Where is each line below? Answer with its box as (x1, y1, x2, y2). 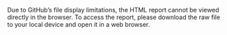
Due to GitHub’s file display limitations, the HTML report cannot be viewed (7, 6, 219, 14)
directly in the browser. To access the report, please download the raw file (7, 13, 221, 21)
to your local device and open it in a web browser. (7, 21, 150, 28)
